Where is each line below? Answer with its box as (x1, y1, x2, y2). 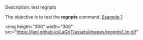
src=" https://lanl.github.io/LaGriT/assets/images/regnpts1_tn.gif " (5, 29, 138, 34)
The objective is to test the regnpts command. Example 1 (5, 14, 123, 19)
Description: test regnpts (5, 4, 56, 10)
